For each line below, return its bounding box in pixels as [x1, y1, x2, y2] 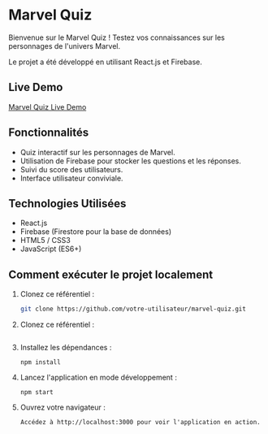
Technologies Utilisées [8, 197, 127, 210]
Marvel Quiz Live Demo [8, 102, 87, 111]
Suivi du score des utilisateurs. [19, 164, 123, 174]
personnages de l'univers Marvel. [8, 41, 121, 50]
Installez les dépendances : [19, 343, 112, 353]
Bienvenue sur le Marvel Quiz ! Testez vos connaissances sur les [8, 33, 225, 42]
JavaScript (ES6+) [19, 244, 82, 254]
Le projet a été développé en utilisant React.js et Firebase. [8, 57, 203, 67]
